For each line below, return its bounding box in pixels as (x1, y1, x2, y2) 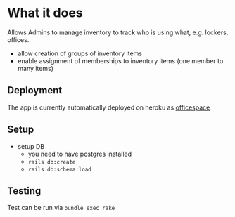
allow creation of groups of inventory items (17, 49, 143, 58)
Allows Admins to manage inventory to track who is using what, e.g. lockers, (7, 28, 229, 37)
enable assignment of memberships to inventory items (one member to (17, 56, 224, 65)
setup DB (17, 142, 44, 150)
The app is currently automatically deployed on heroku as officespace (7, 103, 210, 112)
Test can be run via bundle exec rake (7, 204, 115, 212)
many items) (17, 64, 54, 72)
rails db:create (27, 158, 76, 166)
